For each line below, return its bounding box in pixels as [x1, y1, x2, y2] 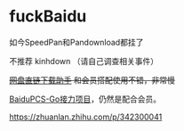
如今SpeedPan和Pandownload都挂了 [9, 37, 144, 47]
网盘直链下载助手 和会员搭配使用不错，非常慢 [9, 74, 175, 86]
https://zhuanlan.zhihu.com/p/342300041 [9, 111, 163, 122]
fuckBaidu [9, 6, 87, 27]
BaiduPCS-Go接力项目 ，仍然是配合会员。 [9, 94, 162, 104]
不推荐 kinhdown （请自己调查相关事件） [9, 55, 158, 66]
